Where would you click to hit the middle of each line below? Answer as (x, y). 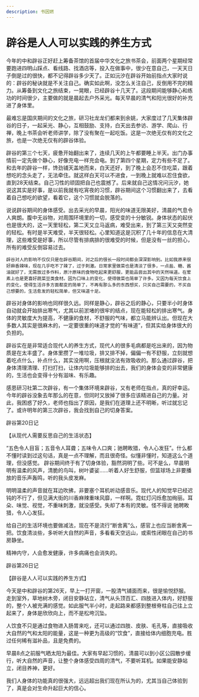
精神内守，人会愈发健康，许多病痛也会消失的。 (63, 552)
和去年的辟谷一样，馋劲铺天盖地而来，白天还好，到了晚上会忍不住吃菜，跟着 (99, 168)
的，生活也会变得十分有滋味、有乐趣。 (53, 375)
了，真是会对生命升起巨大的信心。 (48, 688)
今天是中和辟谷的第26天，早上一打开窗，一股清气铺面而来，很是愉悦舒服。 (98, 591)
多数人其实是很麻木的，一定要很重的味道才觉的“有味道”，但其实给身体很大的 (99, 325)
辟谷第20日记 (23, 422)
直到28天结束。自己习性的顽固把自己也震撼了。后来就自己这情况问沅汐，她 (98, 183)
